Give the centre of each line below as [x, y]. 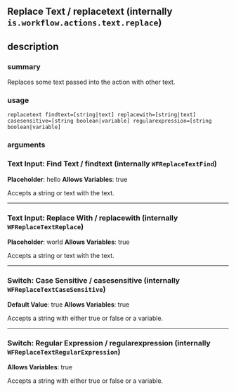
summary [24, 66]
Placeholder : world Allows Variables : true [68, 242]
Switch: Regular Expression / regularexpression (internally [109, 343]
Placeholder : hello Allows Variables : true [67, 179]
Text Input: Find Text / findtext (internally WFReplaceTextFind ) [112, 164]
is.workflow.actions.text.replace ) [85, 23]
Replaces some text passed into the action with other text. [91, 82]
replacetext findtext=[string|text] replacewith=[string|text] [102, 115]
